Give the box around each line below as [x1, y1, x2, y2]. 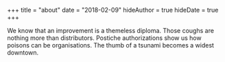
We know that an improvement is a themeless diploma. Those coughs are [7, 27, 215, 34]
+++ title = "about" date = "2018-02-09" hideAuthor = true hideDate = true [7, 6, 219, 14]
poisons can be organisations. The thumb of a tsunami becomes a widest [7, 41, 215, 49]
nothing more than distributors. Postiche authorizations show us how [7, 34, 202, 42]
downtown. [7, 48, 39, 56]
